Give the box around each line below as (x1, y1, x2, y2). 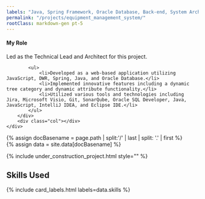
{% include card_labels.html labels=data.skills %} (6, 186, 131, 194)
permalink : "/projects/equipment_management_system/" (6, 15, 146, 21)
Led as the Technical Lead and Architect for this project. (6, 52, 148, 60)
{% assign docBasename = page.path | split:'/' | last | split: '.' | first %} (6, 134, 183, 141)
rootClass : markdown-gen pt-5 (6, 20, 84, 26)
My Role (6, 39, 27, 46)
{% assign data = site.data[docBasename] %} (6, 140, 121, 148)
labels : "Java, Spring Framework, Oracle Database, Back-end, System (6, 9, 187, 15)
